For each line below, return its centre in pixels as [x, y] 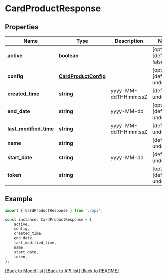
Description [129, 41]
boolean [69, 56]
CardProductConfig [82, 76]
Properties [22, 27]
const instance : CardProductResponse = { [49, 219]
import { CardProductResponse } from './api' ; [54, 210]
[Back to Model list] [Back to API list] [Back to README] [62, 271]
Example [19, 199]
